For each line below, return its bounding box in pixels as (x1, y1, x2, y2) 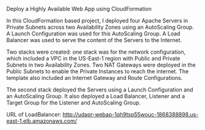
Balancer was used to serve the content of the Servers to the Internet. (6, 37, 182, 43)
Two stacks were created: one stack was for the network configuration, (6, 48, 186, 56)
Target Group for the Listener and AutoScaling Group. (6, 99, 141, 106)
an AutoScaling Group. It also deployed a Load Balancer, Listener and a (6, 93, 185, 99)
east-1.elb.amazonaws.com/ (6, 117, 77, 125)
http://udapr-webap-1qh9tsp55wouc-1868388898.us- (62, 111, 199, 118)
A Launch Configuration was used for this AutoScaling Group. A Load (6, 30, 181, 37)
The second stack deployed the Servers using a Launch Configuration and (6, 86, 193, 93)
